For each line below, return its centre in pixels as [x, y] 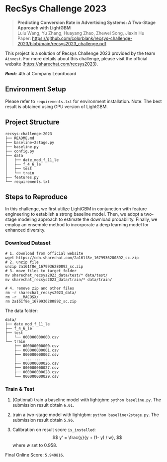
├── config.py [20, 151]
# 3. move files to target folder [41, 271]
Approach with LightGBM [44, 27]
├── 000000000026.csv [36, 363]
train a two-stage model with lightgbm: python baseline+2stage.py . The [85, 415]
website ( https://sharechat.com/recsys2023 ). [52, 64]
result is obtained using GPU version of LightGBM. [57, 106]
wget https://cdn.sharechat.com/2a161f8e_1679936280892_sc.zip [72, 258]
